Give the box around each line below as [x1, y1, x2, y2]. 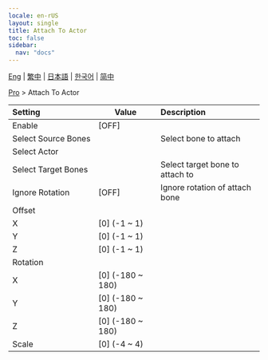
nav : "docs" [15, 49, 56, 57]
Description [160, 107, 206, 117]
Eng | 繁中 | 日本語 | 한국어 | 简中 [8, 72, 115, 81]
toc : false [8, 34, 45, 42]
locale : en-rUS [8, 11, 59, 20]
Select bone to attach [160, 133, 241, 144]
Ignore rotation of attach [160, 182, 251, 192]
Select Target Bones [12, 164, 89, 175]
